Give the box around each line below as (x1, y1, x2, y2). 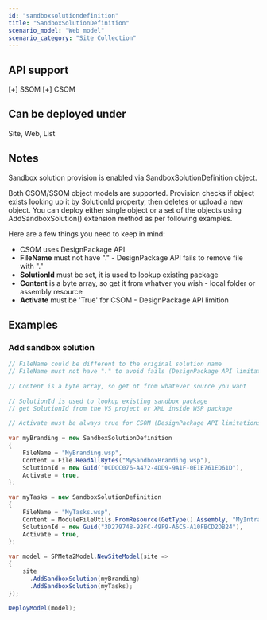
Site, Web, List (8, 128, 56, 138)
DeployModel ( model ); (8, 604, 77, 613)
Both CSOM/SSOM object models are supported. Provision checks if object (8, 188, 254, 197)
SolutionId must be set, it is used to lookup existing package (19, 270, 219, 279)
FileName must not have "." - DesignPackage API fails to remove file (19, 252, 244, 263)
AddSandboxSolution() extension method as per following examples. (8, 213, 233, 223)
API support (8, 63, 69, 76)
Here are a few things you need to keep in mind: (8, 228, 165, 239)
